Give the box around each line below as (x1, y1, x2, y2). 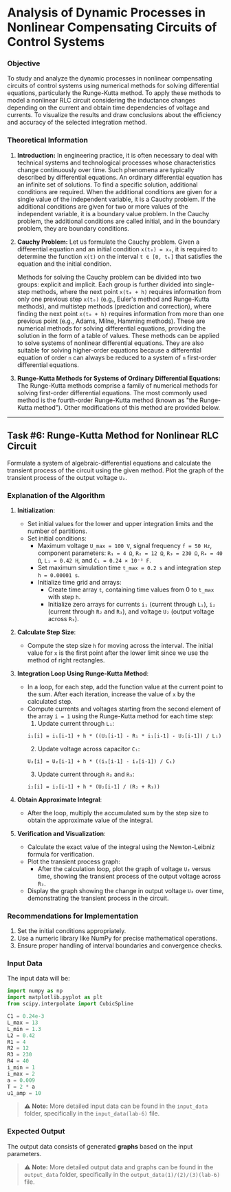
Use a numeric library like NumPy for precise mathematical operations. (16, 934, 218, 943)
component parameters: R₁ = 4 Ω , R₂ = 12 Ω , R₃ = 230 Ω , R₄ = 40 (37, 549, 223, 557)
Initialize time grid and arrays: (37, 578, 122, 586)
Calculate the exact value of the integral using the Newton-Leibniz (27, 842, 215, 851)
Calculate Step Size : (16, 628, 76, 636)
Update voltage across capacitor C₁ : (37, 744, 140, 753)
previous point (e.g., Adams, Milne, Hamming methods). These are (16, 317, 206, 325)
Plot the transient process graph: (27, 857, 120, 866)
